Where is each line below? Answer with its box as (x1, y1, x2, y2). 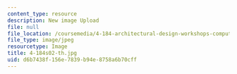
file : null (7, 23, 39, 30)
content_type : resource (7, 10, 78, 18)
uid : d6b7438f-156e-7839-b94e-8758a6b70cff (7, 56, 138, 63)
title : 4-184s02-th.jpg (7, 50, 78, 57)
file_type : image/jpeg (7, 37, 74, 44)
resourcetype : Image (7, 43, 68, 50)
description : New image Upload (7, 17, 99, 24)
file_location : (7, 30, 52, 37)
